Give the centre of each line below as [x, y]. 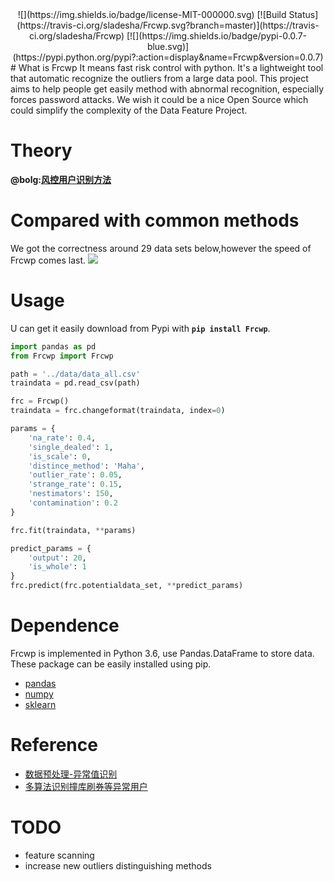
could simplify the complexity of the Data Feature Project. [129, 110]
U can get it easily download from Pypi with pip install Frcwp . [140, 328]
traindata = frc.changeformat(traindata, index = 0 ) [118, 411]
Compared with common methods [155, 220]
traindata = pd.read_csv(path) [75, 383]
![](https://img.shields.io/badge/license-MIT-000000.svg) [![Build [152, 14]
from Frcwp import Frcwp [62, 356]
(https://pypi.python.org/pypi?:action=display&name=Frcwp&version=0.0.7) [168, 57]
